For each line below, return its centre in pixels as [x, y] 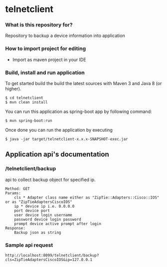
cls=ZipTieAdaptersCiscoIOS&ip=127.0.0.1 [49, 260]
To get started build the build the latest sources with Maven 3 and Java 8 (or [83, 83]
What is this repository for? [39, 25]
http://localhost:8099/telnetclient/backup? [52, 255]
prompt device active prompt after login [58, 223]
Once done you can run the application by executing [59, 130]
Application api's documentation [57, 154]
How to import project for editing [46, 48]
